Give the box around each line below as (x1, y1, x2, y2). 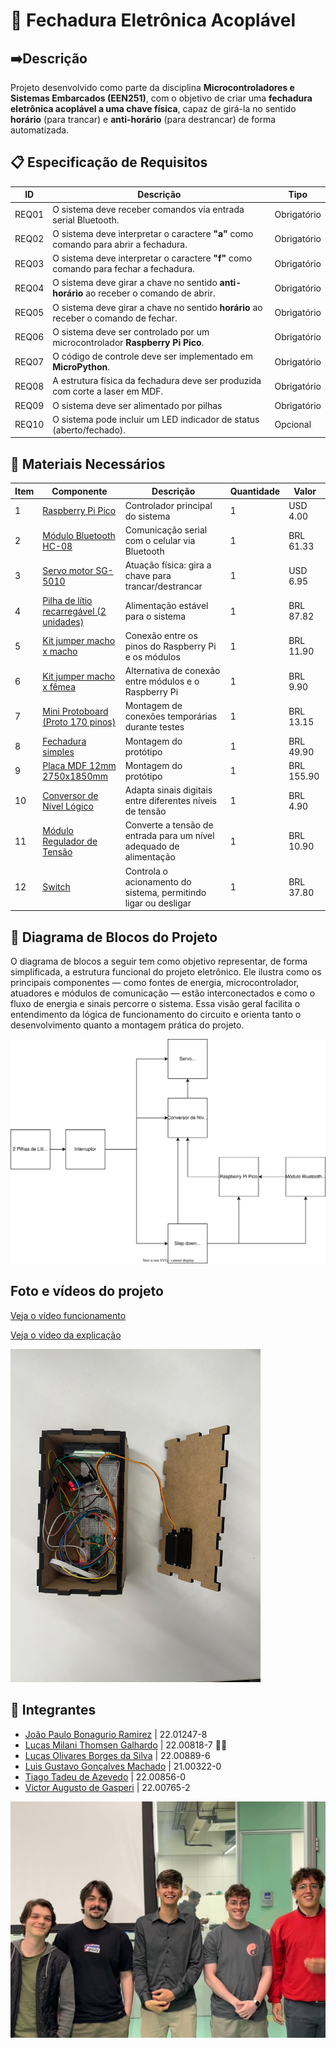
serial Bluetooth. (52, 214, 120, 226)
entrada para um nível (124, 830, 215, 842)
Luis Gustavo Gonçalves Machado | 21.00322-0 (24, 1760, 222, 1772)
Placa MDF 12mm (42, 759, 117, 771)
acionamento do (124, 875, 192, 888)
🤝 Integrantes (10, 1702, 97, 1719)
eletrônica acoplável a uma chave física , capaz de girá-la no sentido (10, 103, 297, 114)
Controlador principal (124, 499, 213, 511)
